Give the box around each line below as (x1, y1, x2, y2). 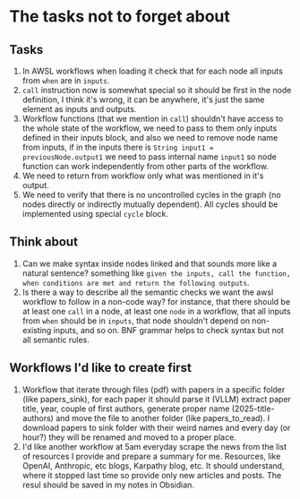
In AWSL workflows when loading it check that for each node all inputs (21, 65, 284, 76)
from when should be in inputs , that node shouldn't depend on (21, 315, 251, 326)
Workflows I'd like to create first (9, 360, 193, 375)
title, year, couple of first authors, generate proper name (21, 403, 230, 414)
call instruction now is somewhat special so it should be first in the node (21, 85, 292, 95)
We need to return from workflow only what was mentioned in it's (21, 170, 264, 181)
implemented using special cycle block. (21, 209, 168, 219)
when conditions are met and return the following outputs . (21, 277, 250, 288)
